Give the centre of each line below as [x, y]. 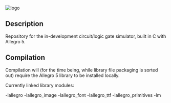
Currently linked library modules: [40, 85]
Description [24, 24]
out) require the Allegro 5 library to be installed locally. [62, 75]
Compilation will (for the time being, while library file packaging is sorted [82, 70]
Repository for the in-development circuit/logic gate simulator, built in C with [86, 36]
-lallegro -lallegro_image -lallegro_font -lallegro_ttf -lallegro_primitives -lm [83, 95]
